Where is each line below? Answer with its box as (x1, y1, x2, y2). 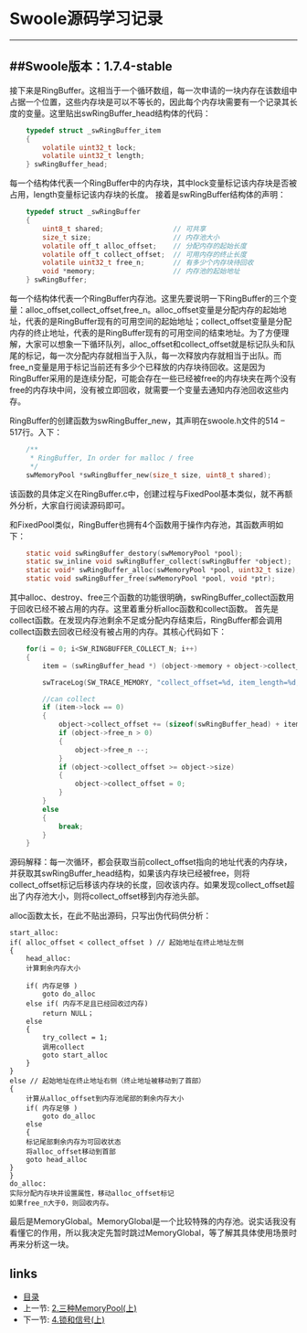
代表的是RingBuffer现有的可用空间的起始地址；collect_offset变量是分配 (25, 316, 292, 326)
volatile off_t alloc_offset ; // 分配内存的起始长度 (42, 241, 247, 251)
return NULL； (42, 1009, 94, 1018)
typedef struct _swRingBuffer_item (26, 125, 162, 135)
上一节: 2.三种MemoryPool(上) (22, 1303, 137, 1314)
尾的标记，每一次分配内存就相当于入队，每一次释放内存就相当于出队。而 (9, 350, 281, 361)
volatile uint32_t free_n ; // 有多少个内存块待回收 (42, 258, 254, 268)
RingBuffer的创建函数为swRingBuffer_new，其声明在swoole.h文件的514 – (9, 415, 285, 426)
